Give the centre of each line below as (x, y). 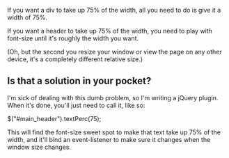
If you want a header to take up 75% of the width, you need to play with (110, 31)
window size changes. (39, 147)
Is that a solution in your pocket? (79, 81)
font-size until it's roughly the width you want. (73, 38)
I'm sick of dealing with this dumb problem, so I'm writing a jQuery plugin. (113, 97)
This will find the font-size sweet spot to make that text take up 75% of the (114, 132)
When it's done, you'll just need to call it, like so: (76, 105)
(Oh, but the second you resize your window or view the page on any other (115, 52)
